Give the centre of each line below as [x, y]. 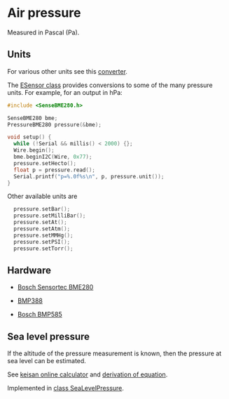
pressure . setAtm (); [42, 229]
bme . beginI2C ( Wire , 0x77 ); [53, 157]
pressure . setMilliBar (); [50, 216]
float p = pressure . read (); [55, 170]
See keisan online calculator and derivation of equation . [88, 374]
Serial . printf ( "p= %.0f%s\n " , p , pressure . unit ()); [89, 176]
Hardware [29, 270]
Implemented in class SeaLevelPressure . [66, 388]
